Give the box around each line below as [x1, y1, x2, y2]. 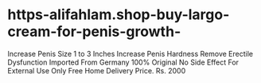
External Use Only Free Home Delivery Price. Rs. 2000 [7, 65, 186, 75]
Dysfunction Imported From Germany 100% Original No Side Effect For [7, 57, 240, 67]
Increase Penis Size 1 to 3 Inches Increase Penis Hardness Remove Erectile [7, 49, 254, 58]
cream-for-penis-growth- [7, 22, 181, 41]
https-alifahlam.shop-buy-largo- [7, 6, 230, 24]
